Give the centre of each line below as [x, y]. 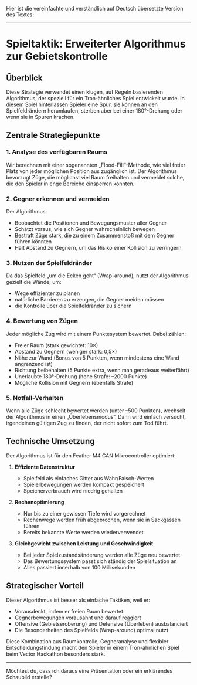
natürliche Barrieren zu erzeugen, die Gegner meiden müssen [89, 300]
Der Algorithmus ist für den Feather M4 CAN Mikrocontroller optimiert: [91, 455]
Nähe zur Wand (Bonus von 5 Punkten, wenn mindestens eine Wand [97, 358]
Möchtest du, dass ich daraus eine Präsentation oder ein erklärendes [89, 670]
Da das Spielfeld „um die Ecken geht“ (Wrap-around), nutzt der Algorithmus [97, 276]
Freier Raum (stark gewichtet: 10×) [56, 345]
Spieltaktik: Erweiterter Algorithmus [96, 44]
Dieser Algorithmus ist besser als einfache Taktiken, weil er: [78, 600]
